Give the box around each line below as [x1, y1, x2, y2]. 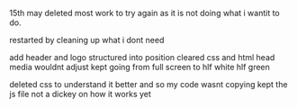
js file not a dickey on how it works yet [9, 89, 151, 99]
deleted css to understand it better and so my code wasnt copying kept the [9, 79, 288, 89]
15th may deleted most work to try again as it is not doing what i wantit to [9, 8, 281, 18]
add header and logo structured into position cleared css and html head [9, 52, 275, 62]
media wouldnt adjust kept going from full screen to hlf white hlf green [9, 62, 270, 72]
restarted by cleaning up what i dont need [9, 35, 165, 45]
